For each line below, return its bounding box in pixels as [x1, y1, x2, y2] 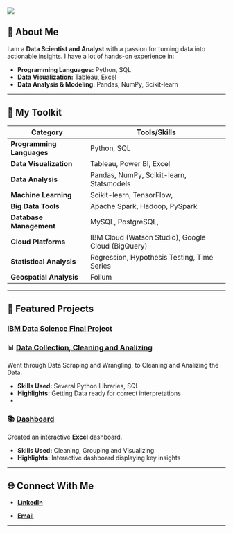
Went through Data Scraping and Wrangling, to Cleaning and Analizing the [7, 361, 219, 370]
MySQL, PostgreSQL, [89, 217, 159, 226]
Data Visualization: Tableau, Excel [17, 73, 116, 81]
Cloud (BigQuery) [89, 241, 148, 251]
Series [89, 261, 111, 271]
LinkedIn [17, 498, 43, 507]
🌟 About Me [7, 26, 59, 38]
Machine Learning [10, 190, 72, 199]
